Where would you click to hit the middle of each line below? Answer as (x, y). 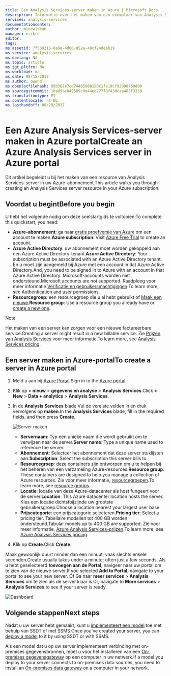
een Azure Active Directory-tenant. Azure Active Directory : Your (80, 253)
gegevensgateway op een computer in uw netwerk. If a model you (95, 657)
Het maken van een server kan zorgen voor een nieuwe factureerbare (78, 328)
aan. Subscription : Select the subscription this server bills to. (84, 458)
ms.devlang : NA (21, 58)
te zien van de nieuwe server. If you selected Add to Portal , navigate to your (84, 571)
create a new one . (32, 308)
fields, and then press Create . (44, 417)
